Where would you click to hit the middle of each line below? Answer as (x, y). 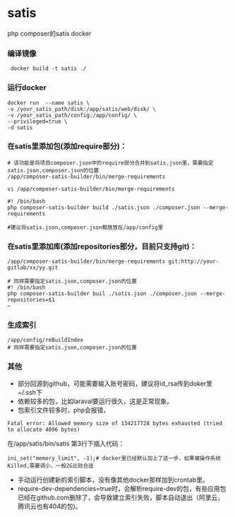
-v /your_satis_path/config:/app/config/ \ (72, 115)
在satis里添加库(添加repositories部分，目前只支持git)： (102, 246)
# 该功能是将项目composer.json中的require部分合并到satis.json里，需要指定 (110, 163)
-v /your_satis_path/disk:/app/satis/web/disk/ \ (82, 109)
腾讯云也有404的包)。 (49, 506)
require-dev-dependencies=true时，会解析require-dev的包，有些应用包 (122, 488)
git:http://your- (194, 262)
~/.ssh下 (30, 392)
